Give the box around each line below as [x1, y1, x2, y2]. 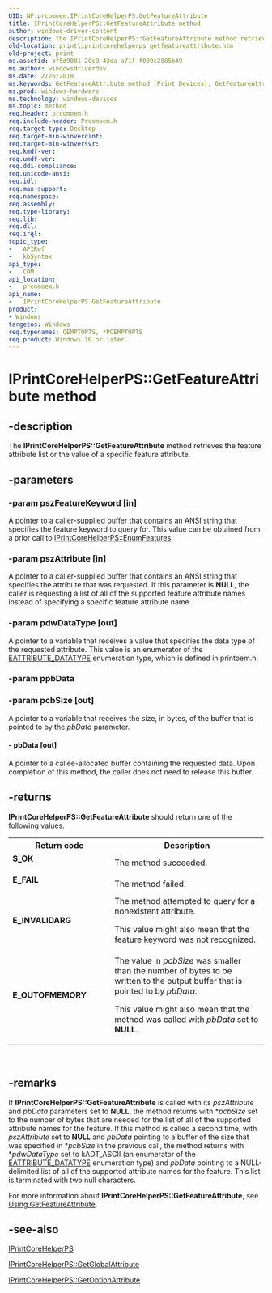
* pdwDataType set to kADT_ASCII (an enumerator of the [8, 1149, 196, 1159]
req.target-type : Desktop [8, 125, 96, 133]
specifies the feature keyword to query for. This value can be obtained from [8, 524, 261, 534]
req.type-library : [8, 207, 70, 215]
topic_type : [8, 238, 49, 246]
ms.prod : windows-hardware [8, 87, 100, 95]
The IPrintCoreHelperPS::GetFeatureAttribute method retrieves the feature [8, 441, 261, 451]
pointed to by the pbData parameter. [8, 722, 130, 731]
